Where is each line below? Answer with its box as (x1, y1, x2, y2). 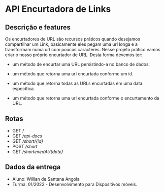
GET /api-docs (12, 133, 43, 139)
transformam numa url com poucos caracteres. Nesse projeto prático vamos (5, 47, 161, 52)
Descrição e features (5, 23, 71, 32)
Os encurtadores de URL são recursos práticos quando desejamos (5, 36, 140, 42)
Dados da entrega (5, 163, 61, 171)
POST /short (12, 143, 38, 149)
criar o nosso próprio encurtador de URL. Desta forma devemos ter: (5, 52, 143, 58)
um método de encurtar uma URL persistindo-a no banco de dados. (12, 62, 150, 67)
